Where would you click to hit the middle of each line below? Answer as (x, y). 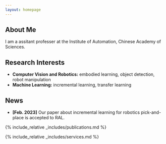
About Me (21, 30)
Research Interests (35, 62)
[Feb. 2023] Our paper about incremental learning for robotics (76, 112)
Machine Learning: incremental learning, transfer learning (72, 85)
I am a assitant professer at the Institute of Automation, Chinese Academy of (83, 42)
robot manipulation (31, 80)
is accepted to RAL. (45, 118)
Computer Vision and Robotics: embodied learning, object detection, (83, 74)
